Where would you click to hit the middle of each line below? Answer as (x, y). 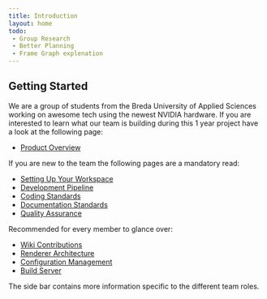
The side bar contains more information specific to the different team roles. (134, 286)
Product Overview (50, 147)
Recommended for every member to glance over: (90, 229)
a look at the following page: (56, 131)
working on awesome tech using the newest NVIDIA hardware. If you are (130, 114)
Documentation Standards (64, 204)
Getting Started (48, 86)
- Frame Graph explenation (58, 53)
